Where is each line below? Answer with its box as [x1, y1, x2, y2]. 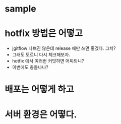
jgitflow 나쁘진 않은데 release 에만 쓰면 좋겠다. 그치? [12, 45, 116, 51]
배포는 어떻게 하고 [5, 84, 74, 95]
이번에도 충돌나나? [12, 64, 48, 71]
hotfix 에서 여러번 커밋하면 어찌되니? [12, 58, 84, 64]
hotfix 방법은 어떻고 [5, 28, 83, 39]
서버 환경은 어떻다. [5, 109, 77, 120]
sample [5, 3, 36, 15]
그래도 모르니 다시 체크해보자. [12, 51, 71, 58]
